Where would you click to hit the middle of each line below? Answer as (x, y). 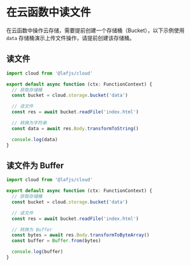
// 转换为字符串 (29, 123)
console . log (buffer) (37, 252)
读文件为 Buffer (35, 165)
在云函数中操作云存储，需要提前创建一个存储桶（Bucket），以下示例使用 (96, 30)
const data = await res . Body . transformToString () (75, 128)
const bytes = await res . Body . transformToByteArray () (81, 235)
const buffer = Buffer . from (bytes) (56, 241)
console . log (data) (35, 139)
